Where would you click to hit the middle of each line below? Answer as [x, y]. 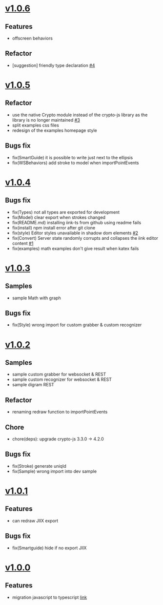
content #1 [23, 243]
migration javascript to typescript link [49, 597]
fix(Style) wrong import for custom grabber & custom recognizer [77, 325]
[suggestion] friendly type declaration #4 [53, 65]
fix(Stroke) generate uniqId [39, 466]
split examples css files [36, 125]
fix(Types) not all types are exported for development [66, 212]
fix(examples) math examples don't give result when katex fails [75, 248]
